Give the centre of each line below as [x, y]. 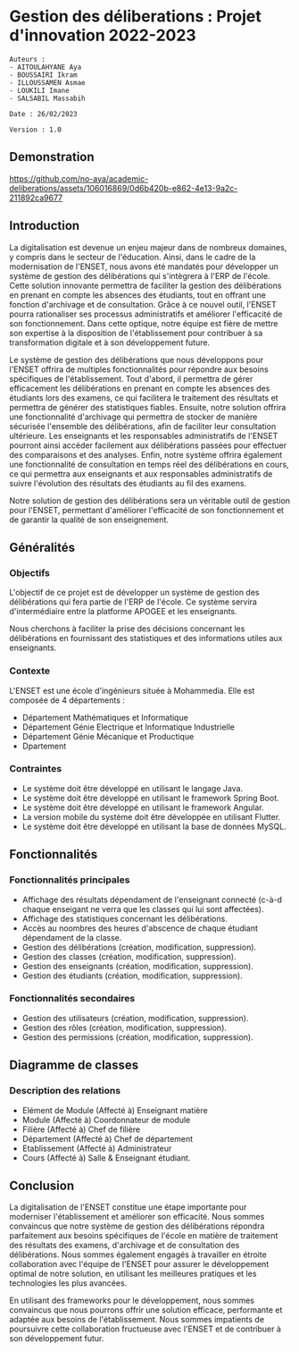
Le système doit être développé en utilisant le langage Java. [133, 788]
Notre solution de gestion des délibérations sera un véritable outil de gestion [150, 500]
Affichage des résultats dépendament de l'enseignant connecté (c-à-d [152, 900]
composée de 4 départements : [67, 700]
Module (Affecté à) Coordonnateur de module [106, 1120]
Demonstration [52, 157]
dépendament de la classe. [72, 937]
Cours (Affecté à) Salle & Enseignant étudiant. [106, 1158]
